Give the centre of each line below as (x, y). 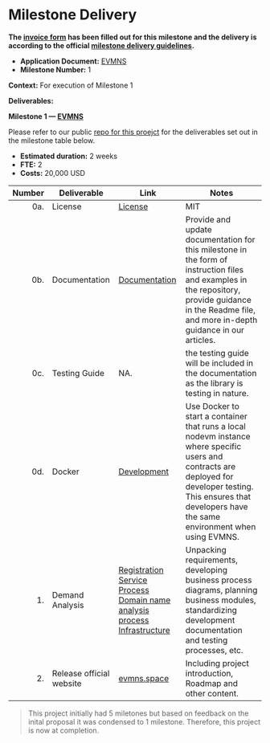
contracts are (210, 466)
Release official (81, 673)
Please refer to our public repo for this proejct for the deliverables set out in (133, 132)
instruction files (215, 269)
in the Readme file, (220, 309)
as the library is (214, 383)
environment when (221, 526)
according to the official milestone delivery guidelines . (101, 45)
